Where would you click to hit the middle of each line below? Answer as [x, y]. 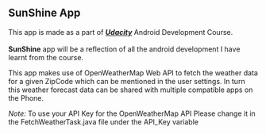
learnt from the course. [46, 57]
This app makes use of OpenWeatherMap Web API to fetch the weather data [133, 73]
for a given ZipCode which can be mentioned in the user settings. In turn [127, 81]
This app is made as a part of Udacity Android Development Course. [121, 32]
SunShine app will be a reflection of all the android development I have [124, 49]
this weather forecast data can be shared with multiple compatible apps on [131, 90]
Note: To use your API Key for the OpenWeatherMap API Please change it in [132, 113]
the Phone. [26, 98]
